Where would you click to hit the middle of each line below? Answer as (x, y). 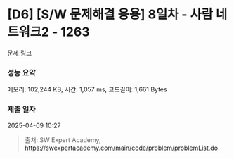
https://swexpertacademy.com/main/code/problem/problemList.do (121, 148)
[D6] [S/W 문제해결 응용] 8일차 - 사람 (110, 14)
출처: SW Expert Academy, (63, 140)
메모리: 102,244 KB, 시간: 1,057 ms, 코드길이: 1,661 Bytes (87, 89)
